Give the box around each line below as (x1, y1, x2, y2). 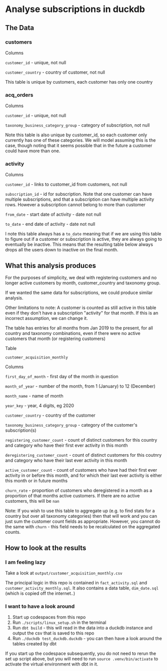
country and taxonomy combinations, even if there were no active (5, 330, 141, 337)
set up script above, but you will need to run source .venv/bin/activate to (5, 656, 158, 662)
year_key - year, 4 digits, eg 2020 (5, 403, 74, 409)
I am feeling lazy (5, 558, 46, 565)
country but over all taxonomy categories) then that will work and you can (5, 513, 157, 519)
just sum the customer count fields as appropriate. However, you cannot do (5, 518, 160, 524)
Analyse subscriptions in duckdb (5, 4, 145, 15)
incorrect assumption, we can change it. (5, 315, 88, 321)
